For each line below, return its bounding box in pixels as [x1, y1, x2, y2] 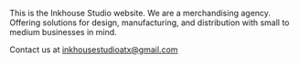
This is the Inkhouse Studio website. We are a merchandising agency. [9, 8, 272, 18]
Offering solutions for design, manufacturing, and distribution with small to [9, 17, 290, 28]
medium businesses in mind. [9, 27, 117, 37]
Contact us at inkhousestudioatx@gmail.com [9, 44, 178, 55]
